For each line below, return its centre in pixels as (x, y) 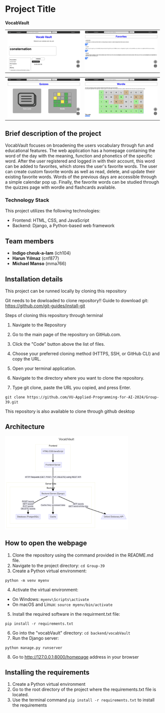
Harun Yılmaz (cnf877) (36, 258)
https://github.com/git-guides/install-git (45, 306)
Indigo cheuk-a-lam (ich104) (41, 253)
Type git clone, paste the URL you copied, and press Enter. (72, 388)
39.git (12, 402)
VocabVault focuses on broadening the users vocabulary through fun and (79, 145)
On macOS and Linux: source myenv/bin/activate (62, 604)
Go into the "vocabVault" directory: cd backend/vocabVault (71, 633)
